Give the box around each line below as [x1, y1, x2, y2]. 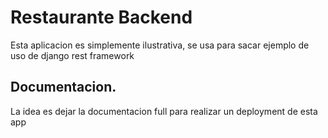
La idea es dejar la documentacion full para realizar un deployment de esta [10, 105, 318, 117]
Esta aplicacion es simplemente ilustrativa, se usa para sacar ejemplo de [10, 39, 310, 51]
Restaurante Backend [10, 6, 193, 29]
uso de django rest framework [10, 49, 135, 61]
